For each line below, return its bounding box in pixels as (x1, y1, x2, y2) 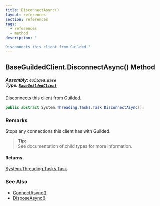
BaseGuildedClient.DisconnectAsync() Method (5, 63, 155, 72)
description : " (5, 36, 37, 41)
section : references (5, 17, 49, 22)
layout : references (5, 12, 46, 17)
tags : (5, 21, 17, 27)
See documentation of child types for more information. (17, 143, 133, 149)
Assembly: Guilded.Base (5, 77, 57, 83)
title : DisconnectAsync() (5, 7, 59, 13)
